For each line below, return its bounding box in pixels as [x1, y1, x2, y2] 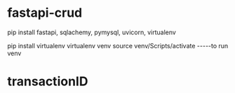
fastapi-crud [7, 5, 83, 21]
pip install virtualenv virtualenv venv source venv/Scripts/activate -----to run [7, 41, 229, 50]
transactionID [7, 73, 88, 90]
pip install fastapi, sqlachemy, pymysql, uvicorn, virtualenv [7, 28, 177, 36]
